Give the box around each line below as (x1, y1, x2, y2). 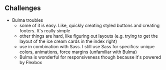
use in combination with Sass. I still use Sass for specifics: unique (19, 43, 155, 49)
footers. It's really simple (19, 27, 70, 34)
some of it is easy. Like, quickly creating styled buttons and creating (19, 22, 160, 28)
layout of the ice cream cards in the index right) (19, 38, 117, 44)
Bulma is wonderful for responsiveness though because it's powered (19, 54, 161, 60)
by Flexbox (19, 59, 42, 65)
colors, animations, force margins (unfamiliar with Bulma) (19, 49, 137, 55)
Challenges (4, 4, 41, 12)
